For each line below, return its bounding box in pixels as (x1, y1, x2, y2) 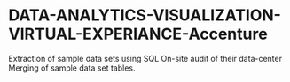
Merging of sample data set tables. (8, 63, 136, 73)
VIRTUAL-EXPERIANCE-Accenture (8, 24, 268, 44)
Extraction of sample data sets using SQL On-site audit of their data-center (8, 53, 283, 63)
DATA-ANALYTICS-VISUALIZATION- (8, 5, 281, 26)
